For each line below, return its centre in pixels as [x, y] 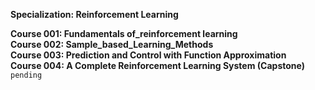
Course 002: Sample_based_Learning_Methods [112, 44]
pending [26, 75]
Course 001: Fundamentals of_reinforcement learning [124, 33]
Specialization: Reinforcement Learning [94, 14]
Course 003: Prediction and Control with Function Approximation [148, 55]
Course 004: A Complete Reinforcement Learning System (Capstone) [157, 65]
